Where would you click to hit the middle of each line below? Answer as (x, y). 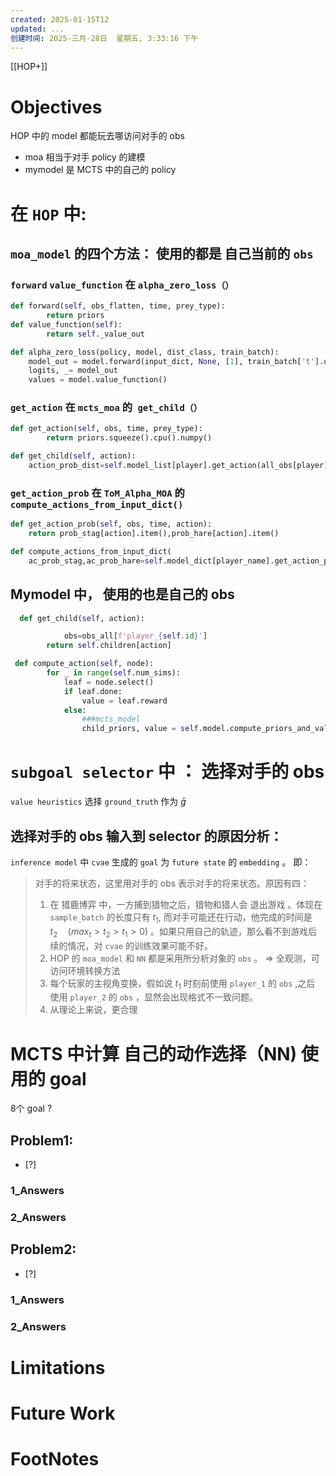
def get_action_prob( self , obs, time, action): (111, 524)
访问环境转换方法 (85, 970)
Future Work (63, 1413)
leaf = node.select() (109, 682)
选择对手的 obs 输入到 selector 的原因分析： (146, 836)
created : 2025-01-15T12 (60, 19)
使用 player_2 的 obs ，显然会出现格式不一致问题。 (154, 997)
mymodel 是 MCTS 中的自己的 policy (100, 170)
